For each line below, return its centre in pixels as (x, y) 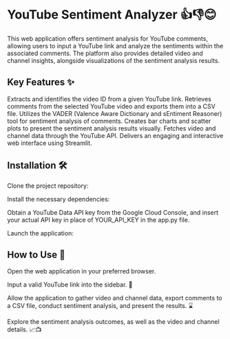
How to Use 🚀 (36, 254)
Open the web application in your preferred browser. (82, 271)
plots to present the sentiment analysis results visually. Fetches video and (112, 128)
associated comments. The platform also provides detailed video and (105, 53)
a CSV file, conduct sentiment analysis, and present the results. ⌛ (100, 306)
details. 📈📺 (24, 329)
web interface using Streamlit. (50, 143)
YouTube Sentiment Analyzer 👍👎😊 (112, 15)
